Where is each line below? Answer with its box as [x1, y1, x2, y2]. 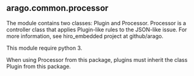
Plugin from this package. [6, 63, 72, 70]
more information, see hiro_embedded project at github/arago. [6, 32, 164, 40]
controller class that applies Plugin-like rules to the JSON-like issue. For [6, 26, 187, 33]
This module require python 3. [6, 44, 83, 51]
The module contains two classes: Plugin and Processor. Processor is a [6, 19, 187, 26]
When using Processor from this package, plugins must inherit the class [6, 56, 188, 63]
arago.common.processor [6, 3, 109, 13]
